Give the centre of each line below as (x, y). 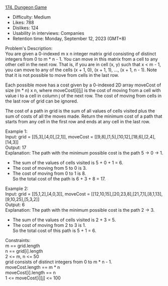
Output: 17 (16, 148)
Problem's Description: (29, 48)
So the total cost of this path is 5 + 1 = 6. (54, 230)
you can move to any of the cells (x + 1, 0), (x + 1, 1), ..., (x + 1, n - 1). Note (81, 70)
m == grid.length (23, 246)
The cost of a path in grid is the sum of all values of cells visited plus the (80, 111)
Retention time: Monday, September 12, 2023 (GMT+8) (69, 38)
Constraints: (18, 240)
